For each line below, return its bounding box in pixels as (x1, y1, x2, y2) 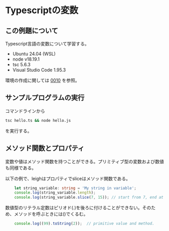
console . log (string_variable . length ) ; (14, 190, 96, 195)
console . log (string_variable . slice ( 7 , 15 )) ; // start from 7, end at (14, 195, 164, 200)
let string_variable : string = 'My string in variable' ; (14, 186, 137, 191)
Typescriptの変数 (5, 5, 79, 16)
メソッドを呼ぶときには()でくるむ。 (14, 211, 88, 217)
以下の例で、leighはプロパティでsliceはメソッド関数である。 (5, 175, 131, 181)
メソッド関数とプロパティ (5, 144, 85, 153)
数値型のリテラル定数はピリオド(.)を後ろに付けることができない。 (5, 205, 143, 211)
